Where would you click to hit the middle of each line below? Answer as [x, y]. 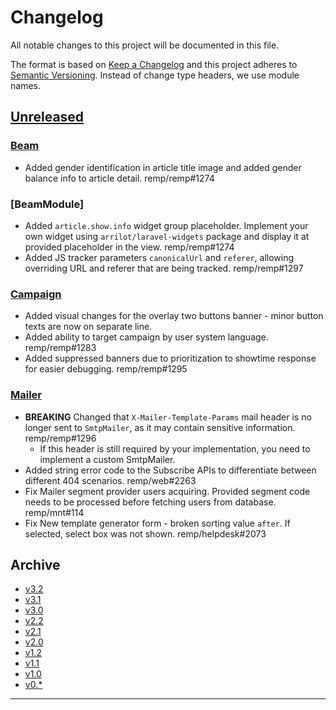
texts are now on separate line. [88, 327]
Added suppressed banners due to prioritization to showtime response [170, 358]
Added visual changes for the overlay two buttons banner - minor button [174, 316]
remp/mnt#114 [54, 512]
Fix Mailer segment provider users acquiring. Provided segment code [167, 491]
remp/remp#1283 [60, 348]
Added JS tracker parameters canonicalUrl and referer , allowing [159, 257]
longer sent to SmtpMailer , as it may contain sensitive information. [160, 427]
